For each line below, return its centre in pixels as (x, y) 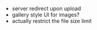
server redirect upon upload (46, 9)
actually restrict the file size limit (51, 21)
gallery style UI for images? (46, 15)
